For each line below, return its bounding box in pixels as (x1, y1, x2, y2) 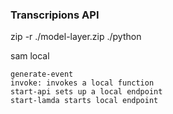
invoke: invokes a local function (10, 78, 155, 88)
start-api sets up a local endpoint (10, 87, 163, 97)
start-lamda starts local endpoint (10, 96, 159, 106)
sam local (10, 50, 50, 62)
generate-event (10, 69, 74, 80)
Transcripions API (10, 8, 100, 22)
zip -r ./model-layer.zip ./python (10, 31, 142, 43)
